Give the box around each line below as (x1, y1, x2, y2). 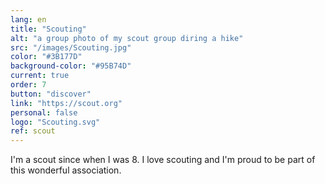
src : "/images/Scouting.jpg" (10, 42, 132, 53)
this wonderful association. (10, 164, 122, 176)
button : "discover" (10, 89, 92, 99)
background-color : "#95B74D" (10, 61, 132, 71)
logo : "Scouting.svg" (10, 117, 101, 127)
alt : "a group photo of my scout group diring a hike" (10, 33, 244, 43)
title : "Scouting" (10, 24, 87, 34)
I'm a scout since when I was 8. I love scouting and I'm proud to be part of (10, 154, 316, 166)
